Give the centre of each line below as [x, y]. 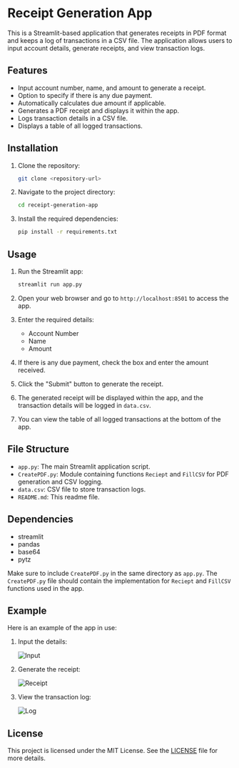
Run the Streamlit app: [50, 271]
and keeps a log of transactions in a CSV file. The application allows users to [120, 40]
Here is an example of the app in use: [62, 628]
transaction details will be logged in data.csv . [84, 405]
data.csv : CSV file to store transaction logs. [82, 489]
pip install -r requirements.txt [67, 232]
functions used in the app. [46, 588]
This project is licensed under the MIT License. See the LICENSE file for [113, 751]
